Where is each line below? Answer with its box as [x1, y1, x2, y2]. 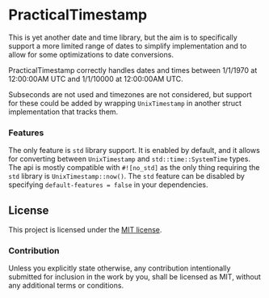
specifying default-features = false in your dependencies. [8, 180, 208, 189]
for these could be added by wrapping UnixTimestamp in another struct [8, 98, 242, 108]
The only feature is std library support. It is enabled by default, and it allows [8, 146, 260, 155]
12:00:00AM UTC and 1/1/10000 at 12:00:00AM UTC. [8, 74, 183, 83]
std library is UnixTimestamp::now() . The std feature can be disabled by [8, 172, 245, 181]
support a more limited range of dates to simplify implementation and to [8, 40, 247, 50]
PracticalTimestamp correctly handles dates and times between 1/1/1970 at [8, 65, 258, 74]
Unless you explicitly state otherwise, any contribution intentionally [8, 263, 231, 273]
